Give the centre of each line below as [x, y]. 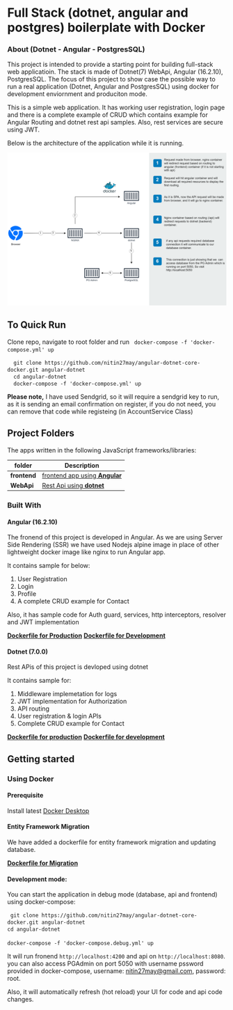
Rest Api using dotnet [73, 485]
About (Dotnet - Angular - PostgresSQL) [76, 49]
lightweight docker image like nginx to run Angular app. [86, 552]
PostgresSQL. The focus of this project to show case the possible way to [111, 79]
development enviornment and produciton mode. [78, 94]
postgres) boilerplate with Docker [106, 27]
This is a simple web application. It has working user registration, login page [116, 108]
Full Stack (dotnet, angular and [98, 13]
